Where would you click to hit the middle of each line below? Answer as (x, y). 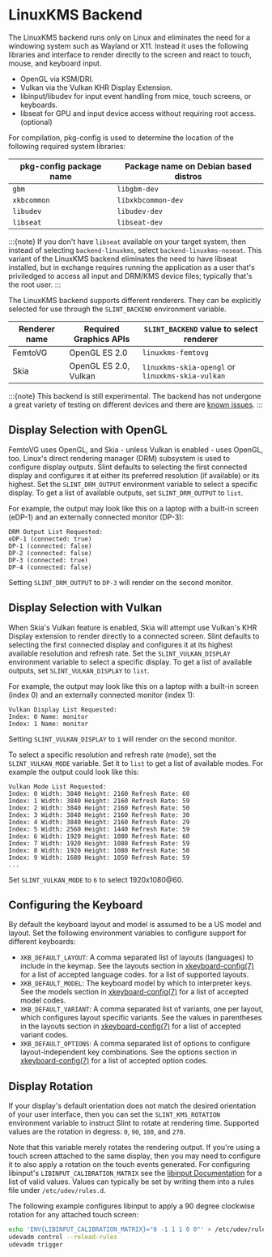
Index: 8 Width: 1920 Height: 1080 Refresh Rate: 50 (99, 850)
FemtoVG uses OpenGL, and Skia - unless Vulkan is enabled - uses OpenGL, (136, 449)
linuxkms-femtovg (175, 353)
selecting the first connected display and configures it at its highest (121, 644)
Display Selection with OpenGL (88, 430)
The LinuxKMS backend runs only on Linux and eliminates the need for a (130, 37)
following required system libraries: (67, 146)
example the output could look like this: (74, 772)
